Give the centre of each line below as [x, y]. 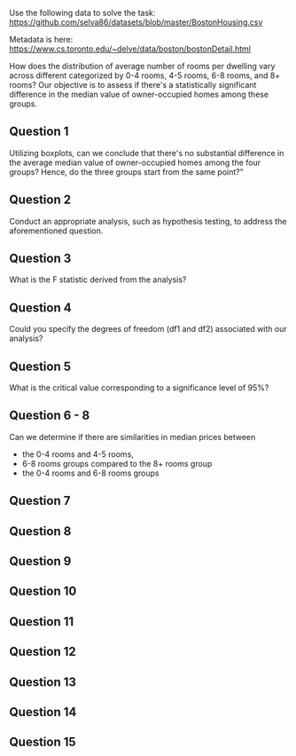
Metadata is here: [41, 39]
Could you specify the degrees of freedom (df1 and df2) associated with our [148, 329]
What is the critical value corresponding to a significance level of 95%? [139, 388]
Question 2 [40, 200]
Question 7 [40, 501]
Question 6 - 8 [50, 416]
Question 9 [40, 561]
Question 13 [43, 682]
